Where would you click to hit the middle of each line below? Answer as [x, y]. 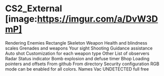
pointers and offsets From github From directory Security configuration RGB [82, 64]
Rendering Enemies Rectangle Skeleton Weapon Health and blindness [76, 43]
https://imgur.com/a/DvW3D [97, 19]
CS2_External [34, 9]
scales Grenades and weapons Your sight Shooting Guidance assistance [79, 48]
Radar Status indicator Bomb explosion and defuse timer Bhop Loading [77, 58]
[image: [21, 19]
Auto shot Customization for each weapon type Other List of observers [77, 53]
